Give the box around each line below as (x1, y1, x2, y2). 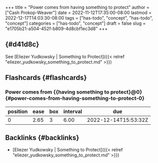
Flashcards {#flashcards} (5, 73, 87, 82)
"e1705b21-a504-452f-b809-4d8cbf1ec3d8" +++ (5, 26, 108, 32)
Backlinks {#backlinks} (5, 133, 79, 142)
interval (63, 108, 82, 115)
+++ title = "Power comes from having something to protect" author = (5, 5, 149, 10)
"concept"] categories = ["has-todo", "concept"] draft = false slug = (5, 20, 146, 26)
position (8, 108, 28, 115)
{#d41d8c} (5, 40, 40, 49)
